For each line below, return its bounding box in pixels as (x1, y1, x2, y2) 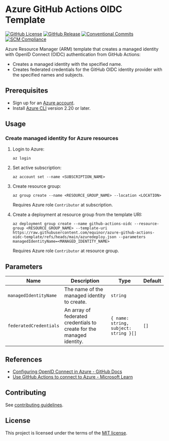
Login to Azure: (12, 146, 44, 152)
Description (70, 277, 100, 284)
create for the (64, 326, 97, 333)
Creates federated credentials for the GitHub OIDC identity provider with (12, 66, 162, 72)
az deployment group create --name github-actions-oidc (12, 222, 132, 227)
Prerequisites (5, 87, 48, 95)
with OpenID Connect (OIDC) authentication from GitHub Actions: (5, 51, 141, 57)
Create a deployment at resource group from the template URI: (12, 211, 142, 217)
